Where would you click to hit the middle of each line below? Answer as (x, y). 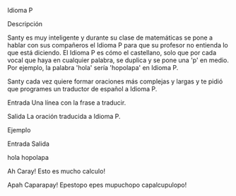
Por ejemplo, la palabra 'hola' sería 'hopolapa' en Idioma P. (93, 68)
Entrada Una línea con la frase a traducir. (67, 103)
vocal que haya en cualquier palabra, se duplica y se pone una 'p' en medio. (118, 60)
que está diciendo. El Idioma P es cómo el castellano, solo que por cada (112, 53)
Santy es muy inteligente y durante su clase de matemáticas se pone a (110, 38)
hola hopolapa (28, 157)
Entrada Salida (28, 144)
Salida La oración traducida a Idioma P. (64, 116)
